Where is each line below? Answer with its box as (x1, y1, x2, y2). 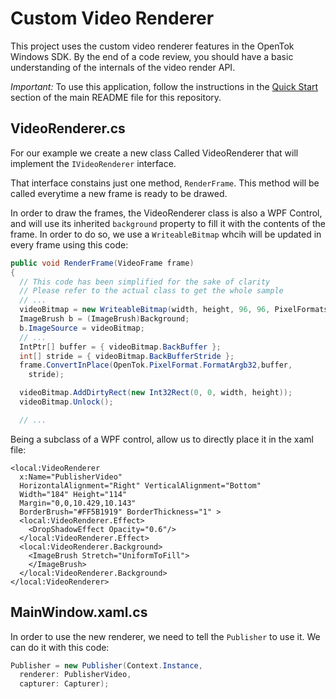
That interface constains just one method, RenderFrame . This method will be (10, 177, 320, 189)
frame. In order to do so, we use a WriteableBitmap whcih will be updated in (10, 228, 322, 240)
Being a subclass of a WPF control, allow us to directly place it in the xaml (10, 433, 314, 445)
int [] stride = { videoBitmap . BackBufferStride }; (19, 351, 235, 361)
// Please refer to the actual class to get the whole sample (19, 286, 284, 296)
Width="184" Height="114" (19, 489, 128, 499)
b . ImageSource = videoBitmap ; (19, 323, 145, 333)
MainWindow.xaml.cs (10, 604, 148, 621)
